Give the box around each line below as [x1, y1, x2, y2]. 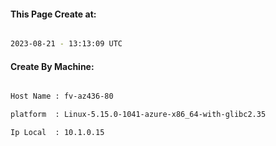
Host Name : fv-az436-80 [10, 91, 114, 102]
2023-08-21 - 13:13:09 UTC [10, 39, 123, 49]
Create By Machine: [10, 60, 95, 72]
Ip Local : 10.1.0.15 [10, 128, 105, 138]
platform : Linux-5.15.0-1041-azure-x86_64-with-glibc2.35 [10, 110, 267, 120]
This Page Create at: [10, 8, 97, 20]
